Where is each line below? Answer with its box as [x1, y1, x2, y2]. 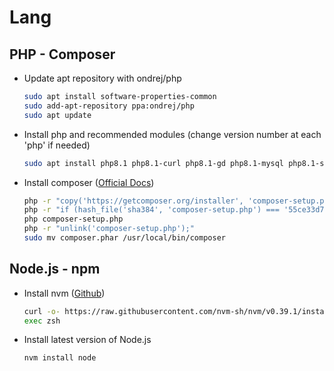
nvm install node [23, 353, 97, 363]
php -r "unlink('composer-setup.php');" [23, 224, 195, 234]
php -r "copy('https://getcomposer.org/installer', [23, 196, 244, 206]
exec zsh [23, 316, 61, 326]
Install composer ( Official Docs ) [23, 176, 155, 188]
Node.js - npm [9, 261, 101, 278]
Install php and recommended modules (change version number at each [23, 128, 322, 140]
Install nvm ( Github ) [23, 287, 106, 299]
